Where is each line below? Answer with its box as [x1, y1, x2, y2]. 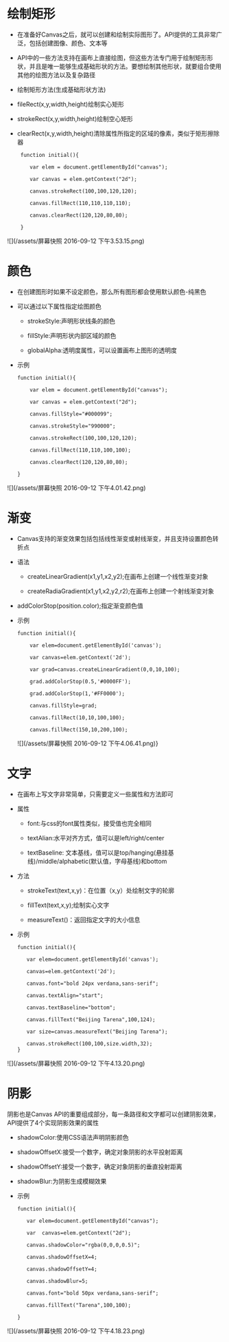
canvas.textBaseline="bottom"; [26, 1004, 116, 1011]
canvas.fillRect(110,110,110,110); [29, 200, 132, 206]
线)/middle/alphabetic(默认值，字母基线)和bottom [27, 857, 167, 865]
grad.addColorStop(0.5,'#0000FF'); [29, 678, 132, 685]
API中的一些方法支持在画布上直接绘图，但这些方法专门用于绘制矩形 [16, 53, 208, 62]
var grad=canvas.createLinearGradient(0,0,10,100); [29, 665, 180, 673]
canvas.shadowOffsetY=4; [26, 1266, 97, 1272]
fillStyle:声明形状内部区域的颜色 [27, 331, 117, 339]
